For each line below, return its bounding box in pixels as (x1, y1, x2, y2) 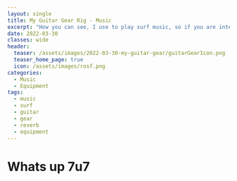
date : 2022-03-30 (7, 30, 59, 37)
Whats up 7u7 (7, 158, 90, 175)
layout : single (7, 10, 52, 18)
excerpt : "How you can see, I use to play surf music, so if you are (7, 23, 217, 30)
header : (7, 43, 30, 50)
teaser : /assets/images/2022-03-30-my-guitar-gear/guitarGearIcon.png (13, 50, 226, 57)
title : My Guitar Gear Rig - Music (7, 17, 112, 24)
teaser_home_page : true (13, 56, 83, 63)
